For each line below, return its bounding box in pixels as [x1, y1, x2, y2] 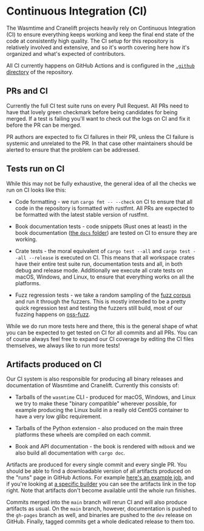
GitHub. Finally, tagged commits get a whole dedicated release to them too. [6, 518, 195, 526]
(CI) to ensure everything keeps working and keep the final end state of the [6, 30, 194, 38]
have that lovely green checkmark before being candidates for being [6, 108, 178, 116]
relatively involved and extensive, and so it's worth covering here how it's [6, 44, 190, 51]
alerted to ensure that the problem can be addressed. [6, 146, 140, 153]
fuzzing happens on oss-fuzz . [15, 311, 91, 318]
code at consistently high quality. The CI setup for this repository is [6, 37, 174, 44]
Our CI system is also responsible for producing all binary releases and [6, 375, 183, 383]
